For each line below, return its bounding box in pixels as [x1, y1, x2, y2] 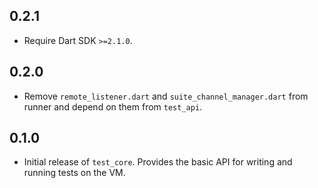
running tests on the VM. [23, 167, 126, 179]
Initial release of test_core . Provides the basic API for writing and [23, 156, 293, 168]
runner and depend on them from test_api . [23, 100, 203, 113]
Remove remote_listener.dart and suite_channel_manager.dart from [23, 90, 309, 102]
